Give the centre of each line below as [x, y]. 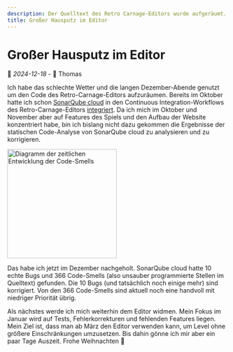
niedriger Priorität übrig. [42, 298]
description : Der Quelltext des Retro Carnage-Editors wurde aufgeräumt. [117, 14]
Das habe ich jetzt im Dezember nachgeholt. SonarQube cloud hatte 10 [110, 268]
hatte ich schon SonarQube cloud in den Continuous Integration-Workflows [116, 103]
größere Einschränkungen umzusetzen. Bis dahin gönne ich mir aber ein [111, 334]
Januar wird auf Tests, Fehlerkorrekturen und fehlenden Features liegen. [112, 319]
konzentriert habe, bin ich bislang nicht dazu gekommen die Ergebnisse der [116, 125]
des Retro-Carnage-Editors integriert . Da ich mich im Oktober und [102, 110]
